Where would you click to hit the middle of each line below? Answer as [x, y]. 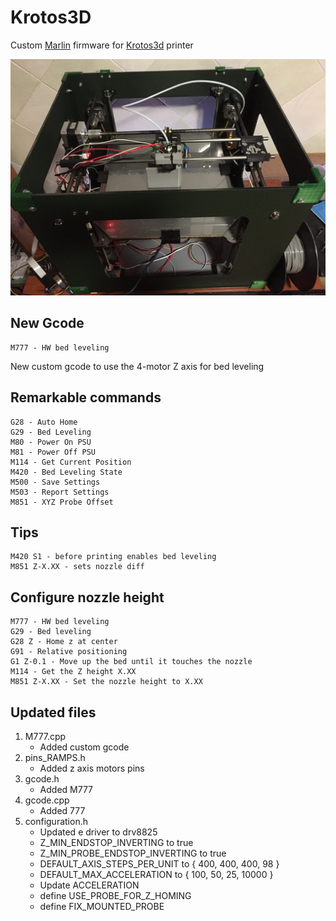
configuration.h [56, 821]
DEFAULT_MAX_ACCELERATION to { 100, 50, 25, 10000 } [156, 874]
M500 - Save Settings [55, 482]
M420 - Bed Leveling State [66, 472]
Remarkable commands [86, 397]
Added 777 [62, 810]
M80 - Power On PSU [51, 442]
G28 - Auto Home [44, 422]
